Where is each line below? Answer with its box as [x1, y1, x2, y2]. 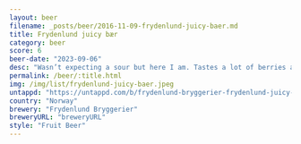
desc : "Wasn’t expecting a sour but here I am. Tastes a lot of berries [9, 64, 287, 72]
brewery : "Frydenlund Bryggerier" [9, 105, 139, 114]
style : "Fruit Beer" [9, 122, 87, 131]
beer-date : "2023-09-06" [9, 55, 102, 64]
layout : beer [9, 13, 58, 22]
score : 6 [9, 47, 42, 55]
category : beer [9, 38, 66, 47]
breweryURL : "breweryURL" [9, 113, 106, 122]
